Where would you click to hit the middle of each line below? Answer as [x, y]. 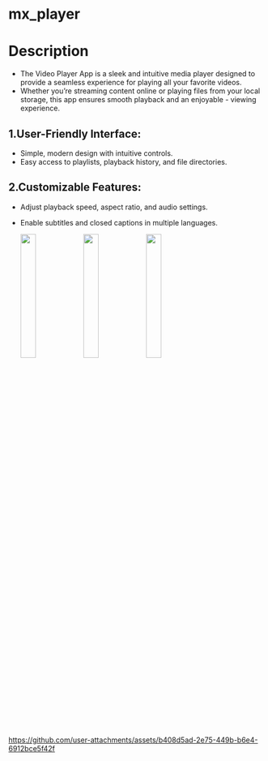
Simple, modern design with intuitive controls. [96, 153]
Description [49, 52]
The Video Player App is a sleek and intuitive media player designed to [138, 74]
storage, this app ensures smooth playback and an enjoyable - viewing [138, 100]
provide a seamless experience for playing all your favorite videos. [131, 83]
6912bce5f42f [32, 748]
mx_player [45, 14]
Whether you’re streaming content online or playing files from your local [140, 91]
